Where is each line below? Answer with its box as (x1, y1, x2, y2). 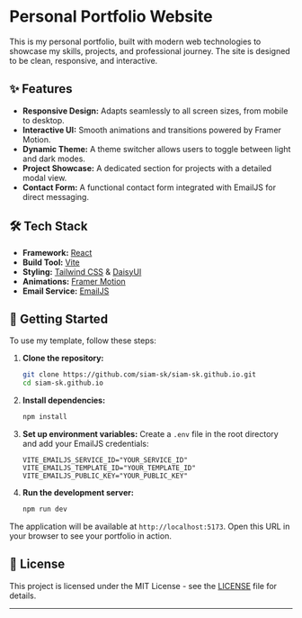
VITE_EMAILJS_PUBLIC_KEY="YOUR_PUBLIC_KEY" (22, 471, 189, 480)
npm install (22, 413, 67, 422)
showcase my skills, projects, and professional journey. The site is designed (9, 45, 290, 56)
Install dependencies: (22, 395, 106, 406)
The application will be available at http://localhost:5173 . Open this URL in (9, 521, 290, 532)
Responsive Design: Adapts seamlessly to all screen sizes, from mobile (22, 105, 289, 116)
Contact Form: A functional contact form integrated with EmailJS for (22, 182, 277, 193)
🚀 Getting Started (9, 311, 109, 326)
